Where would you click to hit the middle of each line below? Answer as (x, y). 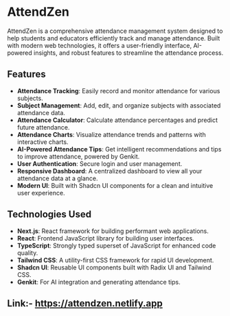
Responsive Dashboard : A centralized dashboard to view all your (110, 171)
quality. (27, 253)
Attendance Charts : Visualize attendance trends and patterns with (111, 134)
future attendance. (43, 127)
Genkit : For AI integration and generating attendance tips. (99, 282)
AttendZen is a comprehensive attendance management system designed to (115, 31)
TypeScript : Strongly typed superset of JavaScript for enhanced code (116, 245)
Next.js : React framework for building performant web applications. (113, 231)
